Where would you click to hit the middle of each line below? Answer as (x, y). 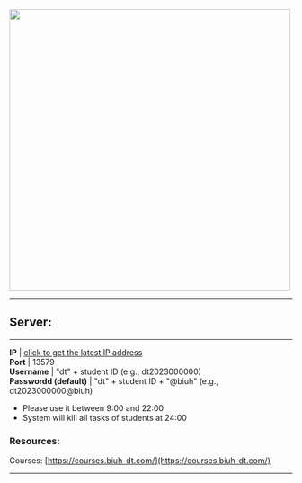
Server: (31, 322)
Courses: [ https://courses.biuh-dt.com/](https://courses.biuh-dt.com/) (140, 461)
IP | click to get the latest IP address (76, 352)
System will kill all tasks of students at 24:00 (104, 417)
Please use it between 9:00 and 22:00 (93, 407)
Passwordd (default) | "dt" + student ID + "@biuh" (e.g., (114, 380)
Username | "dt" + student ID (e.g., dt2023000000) (106, 371)
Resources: (35, 441)
